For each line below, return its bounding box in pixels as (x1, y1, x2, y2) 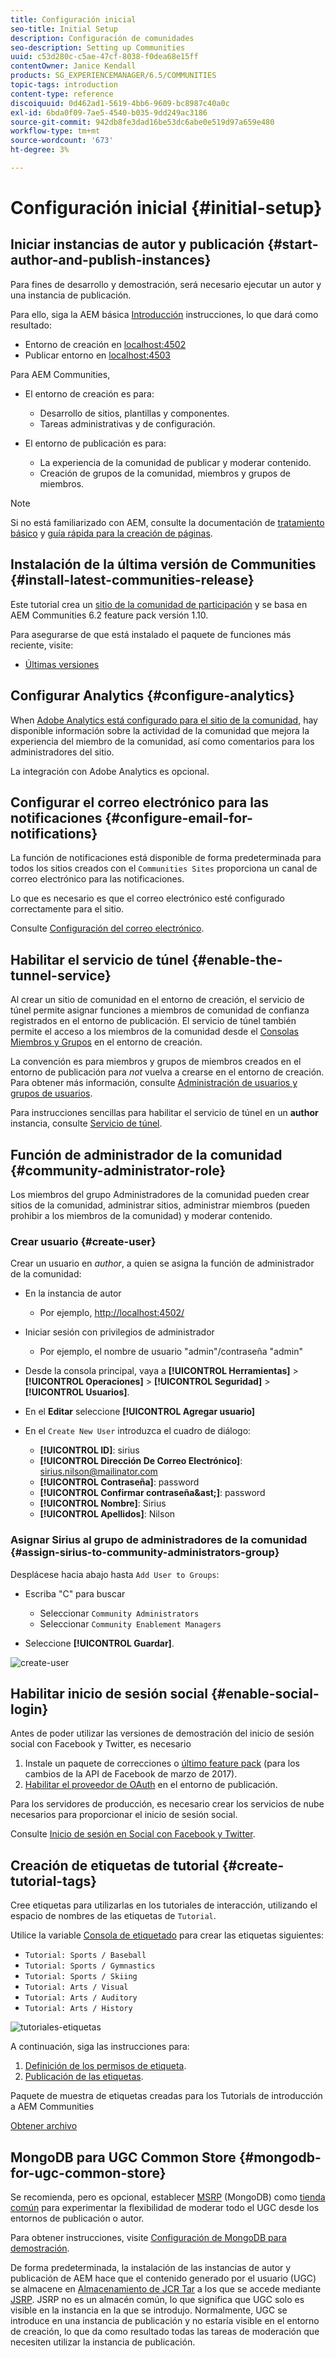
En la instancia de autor (24, 1287, 122, 1300)
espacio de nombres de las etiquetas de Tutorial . (10, 1910, 217, 1922)
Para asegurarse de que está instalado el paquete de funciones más (10, 628, 292, 640)
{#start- (267, 236, 319, 253)
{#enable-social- (210, 1685, 320, 1702)
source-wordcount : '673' (10, 136, 114, 146)
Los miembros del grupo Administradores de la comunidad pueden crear (10, 1188, 310, 1200)
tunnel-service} (10, 967, 112, 984)
